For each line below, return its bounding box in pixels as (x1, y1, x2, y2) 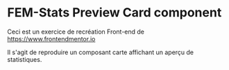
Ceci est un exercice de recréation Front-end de (7, 27, 144, 36)
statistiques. (7, 55, 42, 63)
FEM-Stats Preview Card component (7, 5, 222, 21)
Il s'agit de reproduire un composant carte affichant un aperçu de (7, 48, 194, 56)
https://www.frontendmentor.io (7, 34, 96, 43)
